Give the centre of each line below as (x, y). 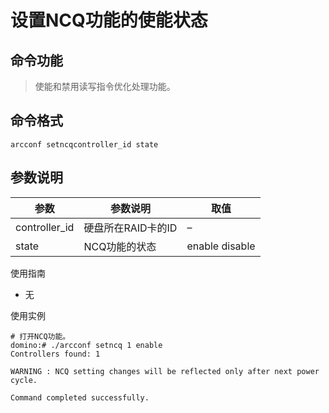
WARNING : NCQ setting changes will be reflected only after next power (165, 371)
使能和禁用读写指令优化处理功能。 (105, 86)
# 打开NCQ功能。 (40, 336)
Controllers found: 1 (55, 354)
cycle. (24, 380)
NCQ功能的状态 (120, 246)
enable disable (221, 246)
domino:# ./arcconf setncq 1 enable (86, 345)
